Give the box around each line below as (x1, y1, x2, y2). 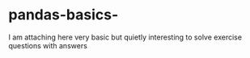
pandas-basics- (8, 6, 119, 24)
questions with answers (8, 40, 87, 50)
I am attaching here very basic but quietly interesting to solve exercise (8, 32, 243, 42)
